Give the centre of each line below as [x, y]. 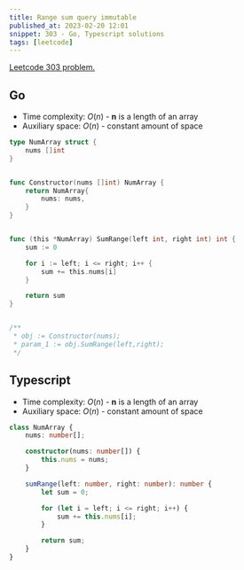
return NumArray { [57, 191]
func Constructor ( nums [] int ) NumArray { [87, 183]
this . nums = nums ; [75, 460]
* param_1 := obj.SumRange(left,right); [89, 344]
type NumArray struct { [53, 143]
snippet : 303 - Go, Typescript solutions [87, 34]
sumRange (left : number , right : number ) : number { [119, 484]
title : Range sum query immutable [73, 17]
